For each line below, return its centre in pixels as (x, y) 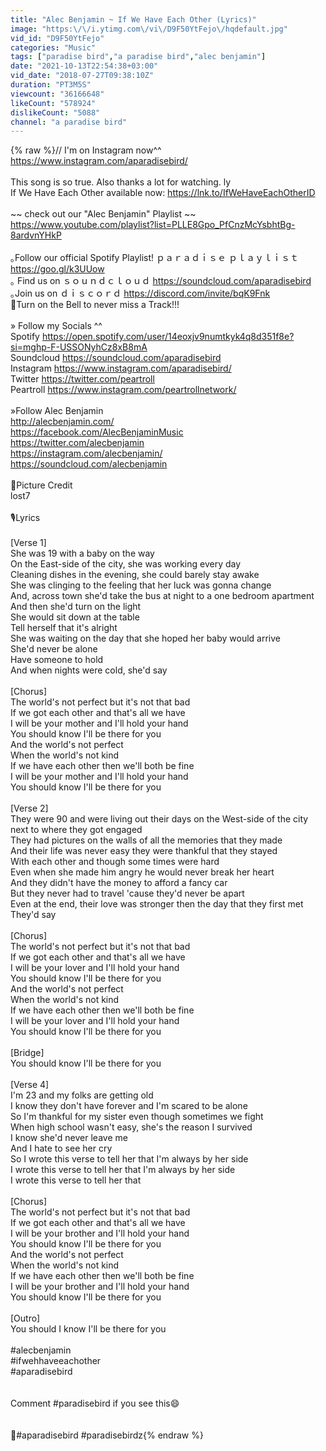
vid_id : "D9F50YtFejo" (57, 38)
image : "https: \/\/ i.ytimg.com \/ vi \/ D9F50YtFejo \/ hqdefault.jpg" (149, 29)
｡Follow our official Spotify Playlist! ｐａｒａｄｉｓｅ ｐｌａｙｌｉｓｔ (154, 258)
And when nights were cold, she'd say (89, 670)
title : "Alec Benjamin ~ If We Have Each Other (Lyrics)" (133, 19)
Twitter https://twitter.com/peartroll (82, 379)
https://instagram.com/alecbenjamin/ (86, 453)
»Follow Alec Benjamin (57, 411)
